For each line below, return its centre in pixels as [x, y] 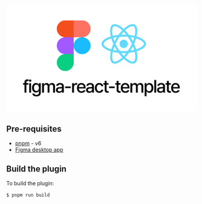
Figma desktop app [39, 150]
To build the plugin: [30, 183]
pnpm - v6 [28, 144]
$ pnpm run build [28, 195]
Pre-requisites [34, 129]
